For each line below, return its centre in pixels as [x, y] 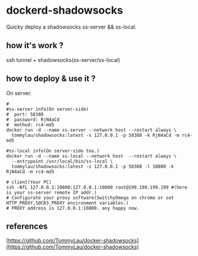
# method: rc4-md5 [30, 125]
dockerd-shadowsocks [65, 10]
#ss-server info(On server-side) [48, 109]
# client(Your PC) [29, 182]
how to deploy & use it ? [51, 79]
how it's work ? [35, 46]
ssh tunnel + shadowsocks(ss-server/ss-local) [63, 60]
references [27, 226]
